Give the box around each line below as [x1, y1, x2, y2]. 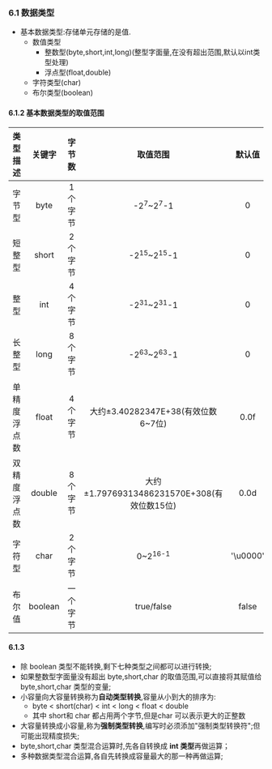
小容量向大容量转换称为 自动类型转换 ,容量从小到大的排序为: [19, 691, 216, 702]
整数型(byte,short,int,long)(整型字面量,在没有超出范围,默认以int [44, 47, 253, 58]
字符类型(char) [32, 78, 82, 88]
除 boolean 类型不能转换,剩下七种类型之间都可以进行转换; [19, 661, 212, 671]
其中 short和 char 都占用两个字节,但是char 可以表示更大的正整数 [32, 711, 246, 720]
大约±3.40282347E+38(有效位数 [89, 405, 217, 417]
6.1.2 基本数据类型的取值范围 [8, 108, 104, 117]
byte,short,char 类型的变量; [19, 681, 112, 691]
